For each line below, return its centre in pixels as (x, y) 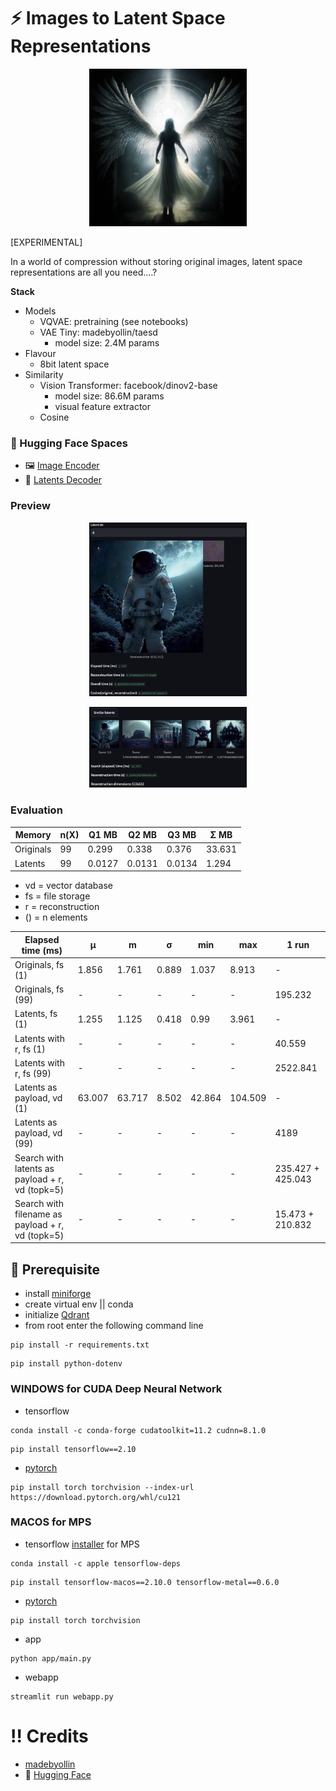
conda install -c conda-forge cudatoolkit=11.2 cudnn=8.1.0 (138, 1430)
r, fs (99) (33, 1073)
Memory (33, 835)
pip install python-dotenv (66, 1364)
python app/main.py (51, 1658)
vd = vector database (68, 886)
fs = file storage (57, 896)
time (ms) (42, 950)
